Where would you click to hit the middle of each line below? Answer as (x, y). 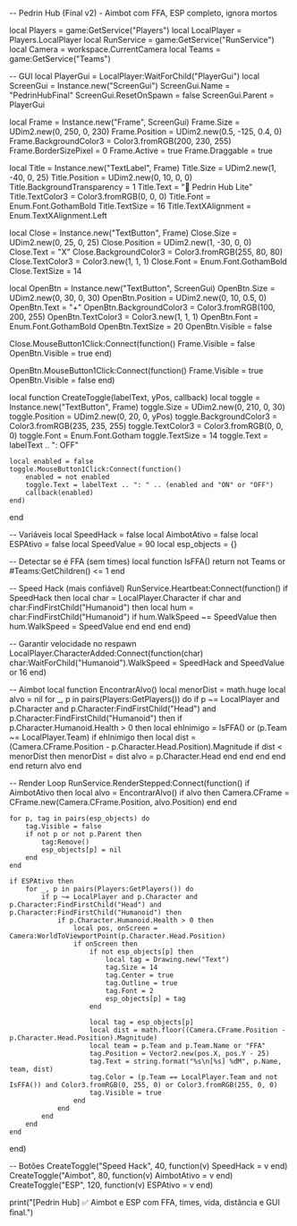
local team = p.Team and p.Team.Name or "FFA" (178, 1046)
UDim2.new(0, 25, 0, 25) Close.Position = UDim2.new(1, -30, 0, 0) (131, 242)
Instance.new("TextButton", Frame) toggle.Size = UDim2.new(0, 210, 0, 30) (148, 407)
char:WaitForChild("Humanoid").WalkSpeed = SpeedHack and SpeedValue (147, 663)
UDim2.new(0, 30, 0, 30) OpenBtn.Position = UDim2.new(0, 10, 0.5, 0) (138, 298)
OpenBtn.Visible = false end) (62, 380)
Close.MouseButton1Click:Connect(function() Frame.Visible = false (132, 343)
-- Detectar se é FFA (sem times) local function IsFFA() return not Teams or (148, 562)
